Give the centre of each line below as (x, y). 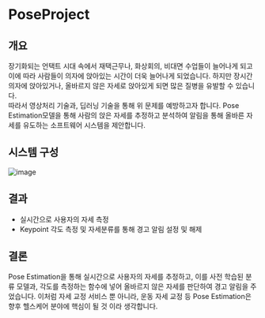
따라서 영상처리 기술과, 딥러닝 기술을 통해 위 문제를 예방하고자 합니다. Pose (124, 105)
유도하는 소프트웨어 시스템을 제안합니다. (84, 125)
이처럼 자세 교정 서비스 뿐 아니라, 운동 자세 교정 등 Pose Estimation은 (144, 297)
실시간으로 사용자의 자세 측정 (64, 219)
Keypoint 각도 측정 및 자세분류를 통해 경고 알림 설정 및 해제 (111, 229)
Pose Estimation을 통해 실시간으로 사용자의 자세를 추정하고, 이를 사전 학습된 (126, 277)
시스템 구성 (34, 153)
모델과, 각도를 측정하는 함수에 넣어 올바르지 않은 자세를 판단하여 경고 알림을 (132, 286)
